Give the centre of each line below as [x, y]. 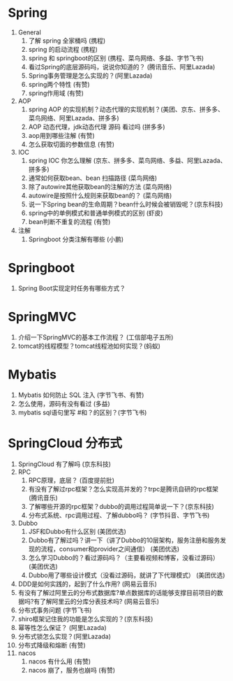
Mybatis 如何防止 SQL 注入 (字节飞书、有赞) [81, 395]
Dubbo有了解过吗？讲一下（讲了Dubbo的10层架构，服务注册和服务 [124, 540]
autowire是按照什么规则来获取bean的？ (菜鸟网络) [100, 195]
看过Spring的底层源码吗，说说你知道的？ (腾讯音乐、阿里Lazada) [122, 66]
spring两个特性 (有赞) [59, 84]
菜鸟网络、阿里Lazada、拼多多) [74, 118]
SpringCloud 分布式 [65, 443]
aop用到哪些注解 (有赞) [61, 135]
